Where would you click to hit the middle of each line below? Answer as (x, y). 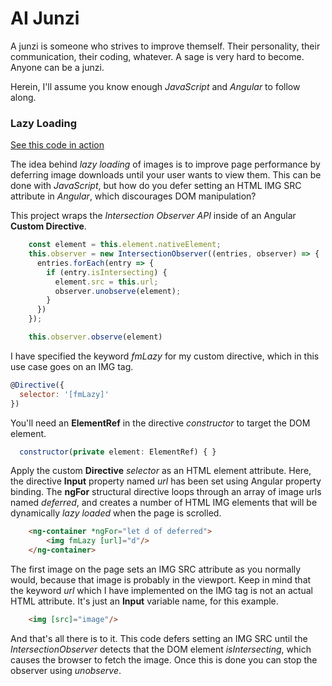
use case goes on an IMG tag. (72, 366)
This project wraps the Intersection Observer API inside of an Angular (153, 216)
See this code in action (57, 145)
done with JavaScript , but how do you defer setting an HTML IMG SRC (156, 186)
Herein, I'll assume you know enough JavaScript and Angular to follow (155, 86)
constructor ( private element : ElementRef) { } (118, 452)
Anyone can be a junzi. (57, 67)
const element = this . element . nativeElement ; (125, 245)
